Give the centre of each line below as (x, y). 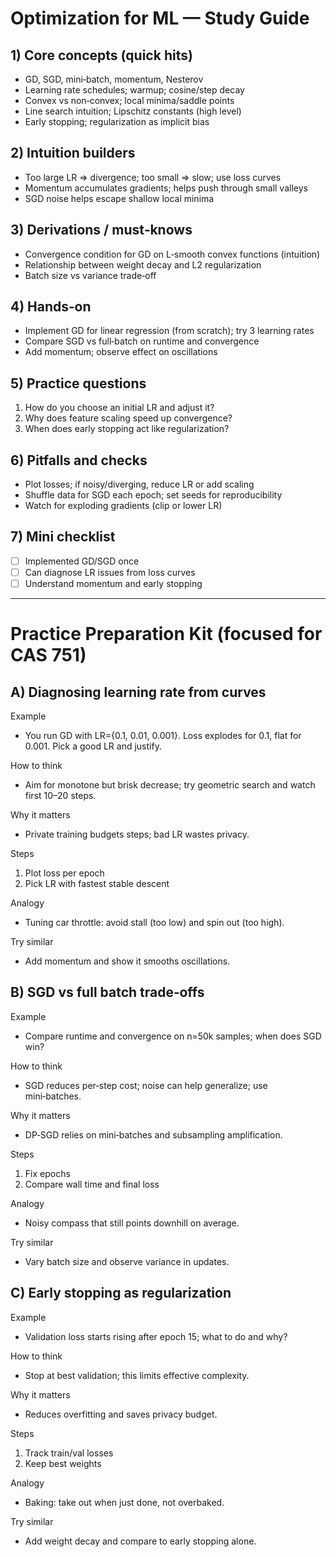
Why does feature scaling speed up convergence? (128, 418)
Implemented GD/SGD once (82, 561)
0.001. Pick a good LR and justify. (93, 746)
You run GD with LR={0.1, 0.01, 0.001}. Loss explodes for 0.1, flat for (163, 736)
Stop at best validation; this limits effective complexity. (137, 1375)
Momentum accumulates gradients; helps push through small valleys (166, 188)
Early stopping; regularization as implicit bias (117, 121)
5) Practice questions (78, 383)
